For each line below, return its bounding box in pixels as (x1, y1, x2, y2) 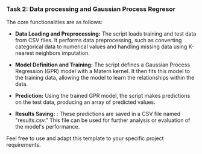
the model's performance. (14, 123, 80, 130)
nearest (14, 50, 34, 57)
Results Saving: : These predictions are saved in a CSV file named (14, 111, 181, 118)
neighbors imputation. (35, 50, 90, 57)
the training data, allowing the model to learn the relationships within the (14, 74, 195, 82)
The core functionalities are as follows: (6, 19, 103, 26)
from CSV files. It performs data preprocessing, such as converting (14, 37, 182, 44)
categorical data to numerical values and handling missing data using (14, 43, 188, 50)
